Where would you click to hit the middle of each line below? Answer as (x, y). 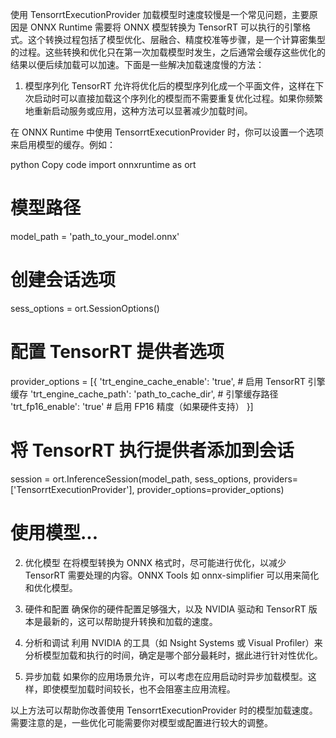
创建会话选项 (63, 280)
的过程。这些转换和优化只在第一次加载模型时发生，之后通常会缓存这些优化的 (168, 52)
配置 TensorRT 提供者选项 (117, 352)
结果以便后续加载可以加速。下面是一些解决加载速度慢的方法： (137, 64)
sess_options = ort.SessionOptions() (85, 308)
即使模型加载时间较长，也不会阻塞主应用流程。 (139, 689)
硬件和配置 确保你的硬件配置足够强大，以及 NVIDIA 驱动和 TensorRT (165, 609)
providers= (276, 479)
